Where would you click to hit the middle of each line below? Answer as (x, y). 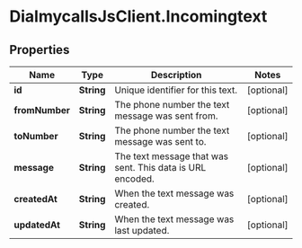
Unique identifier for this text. (176, 90)
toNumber (36, 136)
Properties (40, 50)
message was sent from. (166, 116)
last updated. (142, 230)
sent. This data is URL (160, 168)
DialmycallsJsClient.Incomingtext (138, 17)
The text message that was (172, 156)
